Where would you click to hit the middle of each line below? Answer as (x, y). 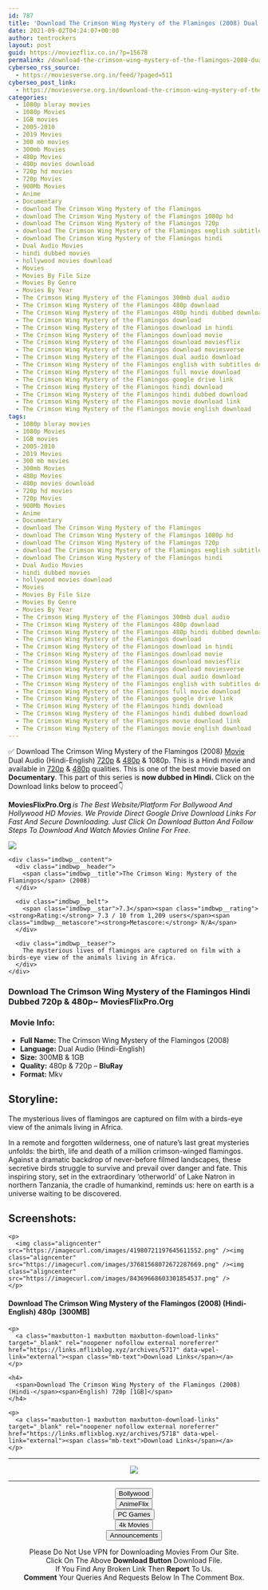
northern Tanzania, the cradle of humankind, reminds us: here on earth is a (131, 1185)
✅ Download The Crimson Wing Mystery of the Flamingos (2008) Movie (127, 751)
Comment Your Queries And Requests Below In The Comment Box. (134, 1577)
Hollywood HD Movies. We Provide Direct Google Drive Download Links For (132, 813)
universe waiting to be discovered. (65, 1193)
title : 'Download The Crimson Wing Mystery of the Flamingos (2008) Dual (134, 23)
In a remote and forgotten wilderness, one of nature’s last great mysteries (129, 1142)
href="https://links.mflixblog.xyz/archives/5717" (94, 1350)
